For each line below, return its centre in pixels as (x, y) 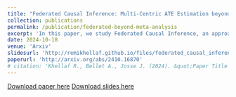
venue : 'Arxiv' (29, 46)
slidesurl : (23, 53)
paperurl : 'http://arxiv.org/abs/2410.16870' (75, 60)
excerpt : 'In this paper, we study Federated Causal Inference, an (108, 33)
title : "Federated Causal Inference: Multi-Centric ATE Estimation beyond (119, 14)
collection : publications (45, 20)
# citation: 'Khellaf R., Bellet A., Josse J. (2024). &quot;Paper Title (118, 66)
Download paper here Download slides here (71, 86)
